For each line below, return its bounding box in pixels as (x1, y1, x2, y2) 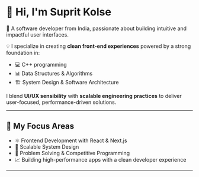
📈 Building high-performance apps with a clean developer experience (14, 156, 187, 163)
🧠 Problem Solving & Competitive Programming (14, 149, 130, 156)
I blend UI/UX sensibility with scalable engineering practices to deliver (6, 92, 182, 99)
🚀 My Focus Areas (6, 121, 75, 132)
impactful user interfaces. (6, 31, 69, 38)
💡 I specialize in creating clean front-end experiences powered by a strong (6, 42, 191, 50)
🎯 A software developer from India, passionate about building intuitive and (6, 25, 187, 32)
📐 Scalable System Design (14, 143, 79, 150)
